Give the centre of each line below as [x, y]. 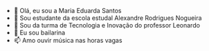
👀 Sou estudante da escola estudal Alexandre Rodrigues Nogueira [108, 18]
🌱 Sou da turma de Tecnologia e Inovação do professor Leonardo [107, 25]
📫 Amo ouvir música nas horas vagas [68, 40]
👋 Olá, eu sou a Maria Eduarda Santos [68, 11]
